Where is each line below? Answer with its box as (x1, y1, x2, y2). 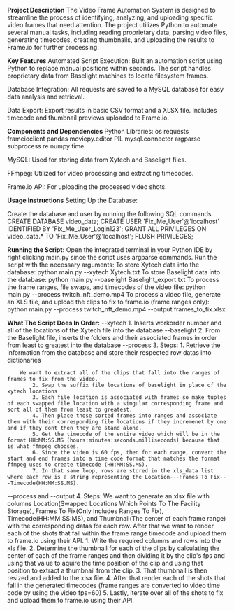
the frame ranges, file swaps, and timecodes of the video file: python (7, 283, 206, 291)
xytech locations (7, 388, 58, 395)
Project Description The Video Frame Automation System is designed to (7, 6, 216, 14)
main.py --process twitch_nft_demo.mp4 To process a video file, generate (7, 290, 221, 298)
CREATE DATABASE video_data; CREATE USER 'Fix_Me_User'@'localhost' (7, 217, 220, 225)
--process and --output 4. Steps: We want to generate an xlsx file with (7, 492, 210, 500)
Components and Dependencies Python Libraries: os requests (7, 127, 189, 135)
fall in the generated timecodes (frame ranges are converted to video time (7, 581, 220, 589)
